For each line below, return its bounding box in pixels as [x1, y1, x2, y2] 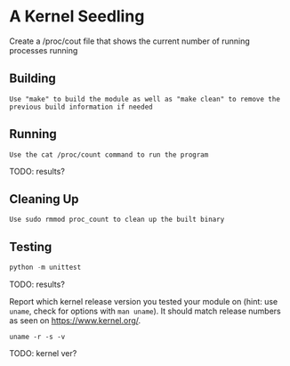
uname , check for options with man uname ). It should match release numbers [9, 305, 282, 317]
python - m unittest [9, 263, 82, 272]
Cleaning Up [9, 191, 79, 207]
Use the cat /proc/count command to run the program [9, 150, 209, 159]
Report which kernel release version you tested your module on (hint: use [9, 297, 278, 307]
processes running [9, 45, 78, 55]
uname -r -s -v [9, 332, 66, 342]
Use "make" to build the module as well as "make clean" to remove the [9, 94, 280, 103]
